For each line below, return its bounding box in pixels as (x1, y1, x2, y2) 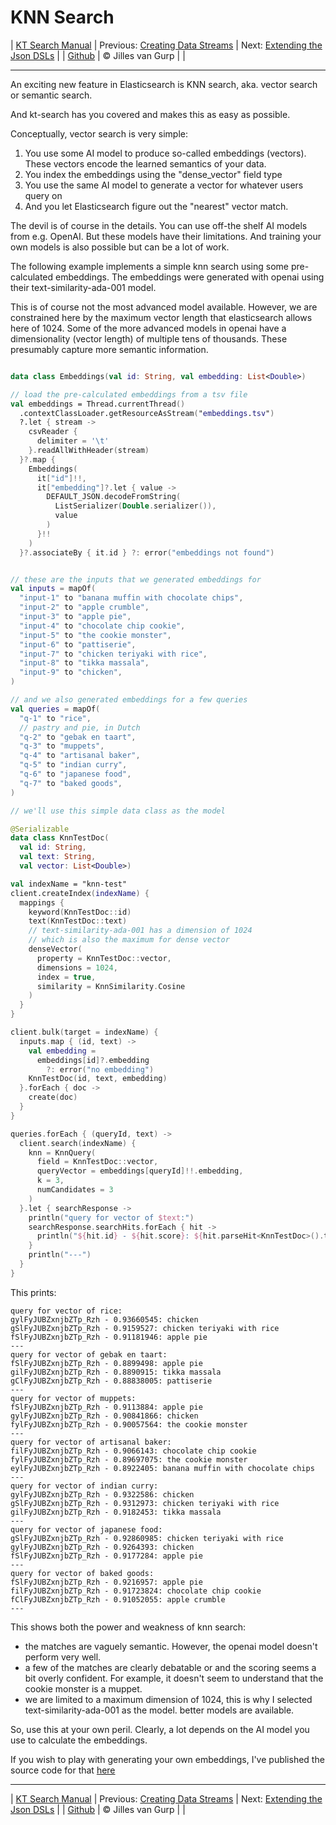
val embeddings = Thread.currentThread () (10, 399, 186, 409)
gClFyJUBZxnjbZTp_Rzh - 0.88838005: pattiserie (10, 1376, 213, 1386)
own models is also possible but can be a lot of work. (10, 241, 230, 253)
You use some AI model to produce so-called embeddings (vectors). (24, 147, 307, 159)
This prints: (10, 1286, 57, 1298)
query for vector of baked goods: (10, 1568, 155, 1578)
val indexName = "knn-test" (10, 879, 128, 889)
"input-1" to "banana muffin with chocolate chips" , (19, 593, 244, 603)
